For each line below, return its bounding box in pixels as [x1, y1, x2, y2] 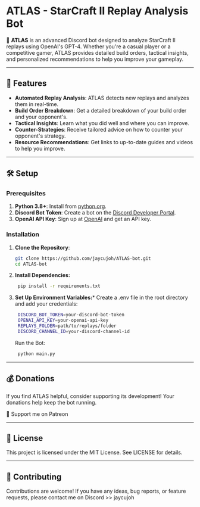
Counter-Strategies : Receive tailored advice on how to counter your [14, 126, 183, 133]
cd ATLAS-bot [14, 261, 48, 267]
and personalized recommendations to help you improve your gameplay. [6, 55, 184, 63]
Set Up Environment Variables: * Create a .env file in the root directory [14, 294, 189, 301]
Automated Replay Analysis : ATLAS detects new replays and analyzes [14, 94, 189, 101]
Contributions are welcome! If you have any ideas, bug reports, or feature [6, 487, 186, 495]
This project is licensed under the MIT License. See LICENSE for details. [6, 449, 183, 456]
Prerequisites [6, 189, 46, 198]
